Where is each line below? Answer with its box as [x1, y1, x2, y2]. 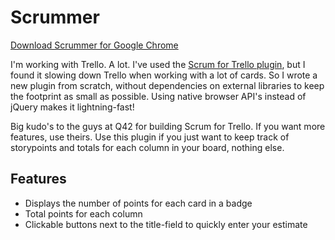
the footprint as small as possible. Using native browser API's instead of [10, 90, 307, 102]
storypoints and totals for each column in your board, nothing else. [10, 141, 285, 153]
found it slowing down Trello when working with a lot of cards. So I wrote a [10, 69, 318, 81]
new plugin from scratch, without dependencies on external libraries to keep [10, 79, 325, 91]
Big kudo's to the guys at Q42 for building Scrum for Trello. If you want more [10, 120, 326, 132]
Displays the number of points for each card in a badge [24, 197, 253, 209]
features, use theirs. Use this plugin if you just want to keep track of [10, 131, 290, 143]
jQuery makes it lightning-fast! [10, 101, 135, 113]
